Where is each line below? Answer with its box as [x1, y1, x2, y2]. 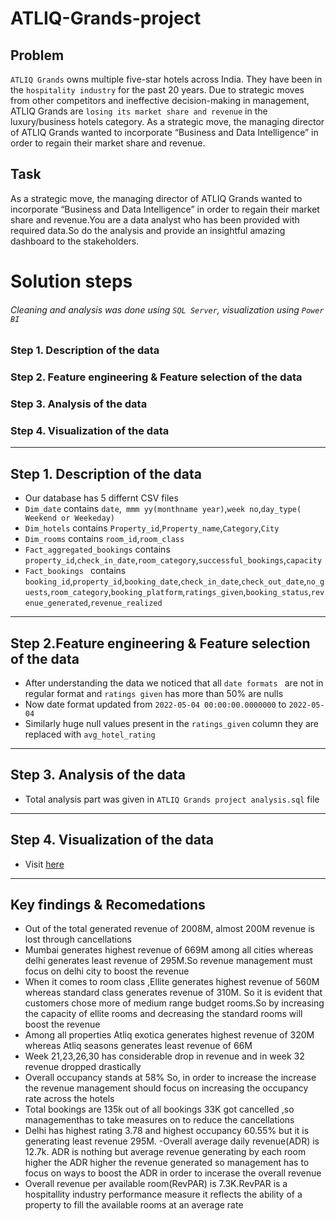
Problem [10, 47, 65, 64]
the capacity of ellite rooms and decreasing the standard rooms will [24, 1008, 303, 1020]
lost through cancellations [24, 933, 132, 946]
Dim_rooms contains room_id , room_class [24, 533, 185, 545]
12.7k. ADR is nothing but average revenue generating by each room [24, 1146, 307, 1158]
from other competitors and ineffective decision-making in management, [10, 95, 310, 106]
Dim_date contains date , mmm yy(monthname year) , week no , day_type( [24, 503, 302, 515]
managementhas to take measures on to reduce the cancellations [24, 1114, 295, 1126]
